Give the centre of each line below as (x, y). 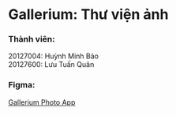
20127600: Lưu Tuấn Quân (51, 65)
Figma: (22, 85)
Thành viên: (32, 39)
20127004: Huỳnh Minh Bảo (53, 56)
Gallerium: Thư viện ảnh (88, 15)
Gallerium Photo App (42, 102)
